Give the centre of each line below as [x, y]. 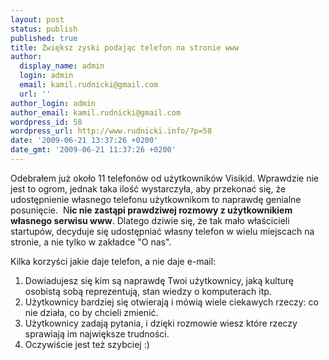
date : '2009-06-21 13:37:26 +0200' [84, 141]
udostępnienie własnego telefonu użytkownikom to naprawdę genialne [156, 199]
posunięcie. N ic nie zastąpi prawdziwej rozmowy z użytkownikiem [151, 210]
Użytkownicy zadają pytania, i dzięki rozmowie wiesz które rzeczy [161, 323]
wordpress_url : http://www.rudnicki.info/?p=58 [111, 131]
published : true [44, 38]
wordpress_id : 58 [46, 122]
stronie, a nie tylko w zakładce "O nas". [91, 242]
